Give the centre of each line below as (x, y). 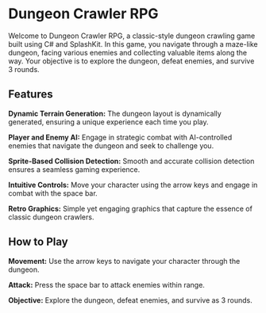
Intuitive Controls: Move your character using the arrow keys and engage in (133, 185)
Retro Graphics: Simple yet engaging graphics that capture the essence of (130, 208)
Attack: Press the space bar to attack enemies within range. (106, 284)
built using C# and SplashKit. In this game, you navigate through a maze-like (133, 44)
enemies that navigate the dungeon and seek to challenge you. (111, 145)
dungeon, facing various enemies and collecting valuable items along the (128, 52)
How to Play (39, 242)
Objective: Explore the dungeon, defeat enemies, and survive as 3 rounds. (130, 300)
